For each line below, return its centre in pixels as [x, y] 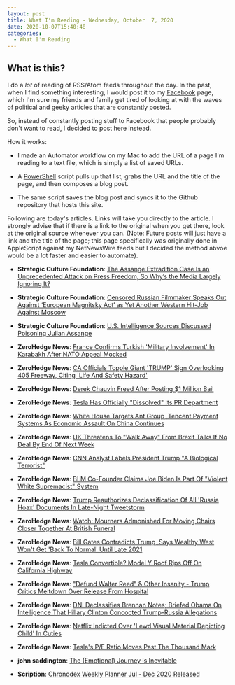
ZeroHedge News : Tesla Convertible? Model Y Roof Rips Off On [109, 563]
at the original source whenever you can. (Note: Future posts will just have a [117, 233]
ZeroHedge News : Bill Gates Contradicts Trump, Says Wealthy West [116, 542]
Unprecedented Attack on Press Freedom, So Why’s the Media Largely [119, 276]
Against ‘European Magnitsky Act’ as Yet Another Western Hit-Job [113, 304]
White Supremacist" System [58, 486]
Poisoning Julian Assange [55, 333]
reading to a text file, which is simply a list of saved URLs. [100, 162]
